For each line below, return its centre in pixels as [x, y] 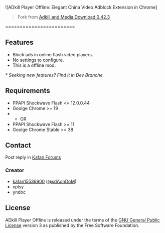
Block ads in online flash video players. [53, 54]
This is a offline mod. [34, 65]
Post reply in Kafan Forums [33, 157]
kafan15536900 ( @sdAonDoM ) [44, 181]
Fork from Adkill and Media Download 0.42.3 [64, 17]
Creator [15, 170]
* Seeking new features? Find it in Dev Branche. [55, 75]
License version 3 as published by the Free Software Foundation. [72, 225]
